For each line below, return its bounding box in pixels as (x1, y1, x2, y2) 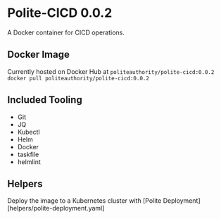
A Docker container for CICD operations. (7, 28, 125, 37)
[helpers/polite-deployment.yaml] (7, 204, 105, 213)
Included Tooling (7, 94, 82, 106)
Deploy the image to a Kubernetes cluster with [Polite (7, 196, 162, 205)
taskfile (17, 150, 39, 158)
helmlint (17, 157, 41, 166)
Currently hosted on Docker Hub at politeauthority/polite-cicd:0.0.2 (7, 67, 215, 75)
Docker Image (7, 49, 70, 61)
